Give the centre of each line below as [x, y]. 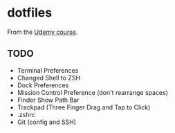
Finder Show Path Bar [48, 100]
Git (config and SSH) [46, 122]
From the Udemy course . [43, 32]
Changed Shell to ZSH [49, 78]
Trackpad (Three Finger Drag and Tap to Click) [84, 107]
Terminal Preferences [48, 70]
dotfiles [30, 13]
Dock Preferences [43, 85]
